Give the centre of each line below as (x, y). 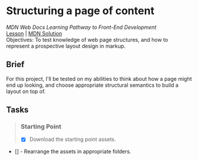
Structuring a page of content (80, 11)
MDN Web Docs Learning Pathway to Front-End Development (81, 27)
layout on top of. (26, 91)
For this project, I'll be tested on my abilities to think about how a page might (99, 78)
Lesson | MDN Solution (34, 33)
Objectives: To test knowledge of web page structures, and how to (87, 40)
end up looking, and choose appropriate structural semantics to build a (92, 85)
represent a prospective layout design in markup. (66, 46)
